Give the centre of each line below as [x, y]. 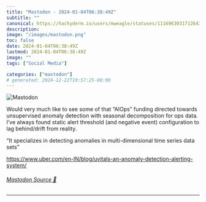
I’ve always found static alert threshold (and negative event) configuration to [103, 122]
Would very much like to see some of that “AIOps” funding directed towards [102, 109]
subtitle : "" [23, 18]
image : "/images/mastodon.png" [46, 35]
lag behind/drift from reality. [42, 129]
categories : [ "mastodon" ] [39, 74]
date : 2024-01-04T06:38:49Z [42, 47]
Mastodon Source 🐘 [32, 179]
